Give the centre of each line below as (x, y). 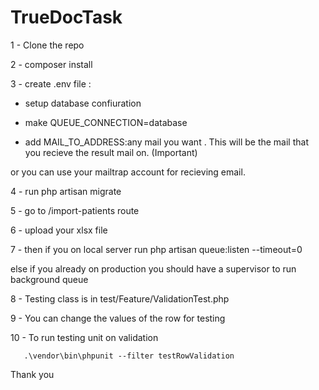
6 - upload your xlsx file (59, 230)
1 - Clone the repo (47, 45)
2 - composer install (51, 64)
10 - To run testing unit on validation (84, 337)
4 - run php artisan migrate (66, 191)
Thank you (32, 374)
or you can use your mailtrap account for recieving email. (128, 172)
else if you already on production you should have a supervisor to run (153, 268)
